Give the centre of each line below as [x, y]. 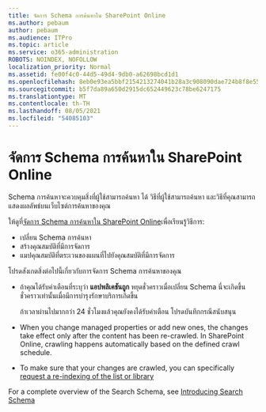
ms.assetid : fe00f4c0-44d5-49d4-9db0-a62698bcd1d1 [93, 74]
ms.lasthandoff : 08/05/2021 [55, 112]
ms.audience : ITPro [40, 38]
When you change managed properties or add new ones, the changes [134, 327]
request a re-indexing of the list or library [87, 376]
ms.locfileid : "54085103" [51, 119]
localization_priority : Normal [60, 67]
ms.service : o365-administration [63, 52]
